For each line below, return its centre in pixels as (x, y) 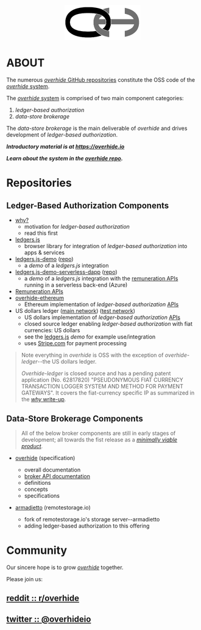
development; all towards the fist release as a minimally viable (99, 439)
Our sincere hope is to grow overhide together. (65, 567)
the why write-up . (44, 399)
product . (32, 446)
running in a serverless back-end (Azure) (76, 285)
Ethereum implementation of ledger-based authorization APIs (101, 304)
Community (37, 550)
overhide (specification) (45, 458)
